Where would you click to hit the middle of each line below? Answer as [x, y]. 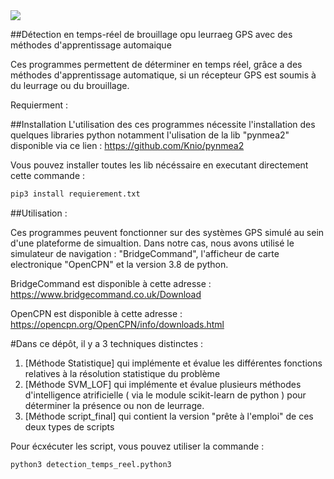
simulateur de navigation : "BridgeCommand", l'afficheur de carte [145, 253]
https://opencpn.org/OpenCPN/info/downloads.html [117, 324]
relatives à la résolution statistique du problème [122, 373]
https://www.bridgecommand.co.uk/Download [106, 294]
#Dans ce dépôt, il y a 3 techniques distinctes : [107, 343]
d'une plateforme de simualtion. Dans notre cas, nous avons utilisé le [152, 243]
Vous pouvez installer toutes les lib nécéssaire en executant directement [159, 165]
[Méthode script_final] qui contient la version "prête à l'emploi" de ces [169, 416]
